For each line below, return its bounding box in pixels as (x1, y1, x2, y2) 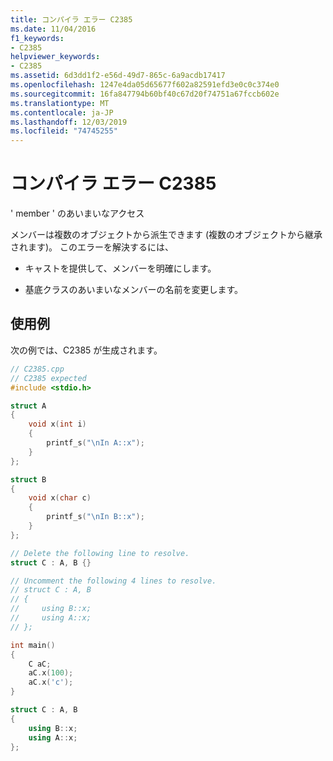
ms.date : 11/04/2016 (10, 24, 97, 34)
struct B (10, 474, 47, 485)
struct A (10, 401, 47, 411)
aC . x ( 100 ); (28, 668, 74, 678)
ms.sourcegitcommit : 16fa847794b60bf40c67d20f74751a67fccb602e (10, 89, 280, 99)
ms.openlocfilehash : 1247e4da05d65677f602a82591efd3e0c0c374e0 (10, 80, 280, 90)
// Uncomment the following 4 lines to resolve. (10, 576, 217, 586)
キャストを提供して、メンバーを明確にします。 (24, 262, 217, 275)
